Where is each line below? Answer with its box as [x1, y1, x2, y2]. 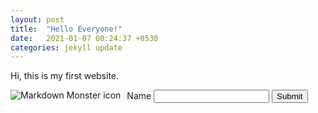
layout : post [10, 14, 65, 25]
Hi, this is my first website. [10, 70, 120, 82]
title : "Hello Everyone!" [10, 24, 123, 34]
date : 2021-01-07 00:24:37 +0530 [10, 33, 159, 43]
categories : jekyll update [10, 42, 123, 53]
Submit [276, 91, 303, 102]
